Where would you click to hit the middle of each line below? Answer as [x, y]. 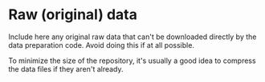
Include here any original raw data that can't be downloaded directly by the [132, 37]
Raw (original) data [73, 15]
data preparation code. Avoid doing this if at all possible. [102, 45]
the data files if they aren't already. [66, 68]
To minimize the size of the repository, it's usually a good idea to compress [132, 61]
